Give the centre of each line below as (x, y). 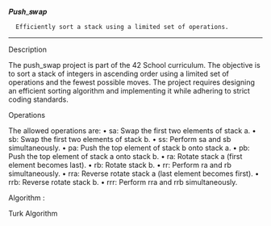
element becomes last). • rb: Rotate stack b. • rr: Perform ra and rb (120, 165)
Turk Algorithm (33, 213)
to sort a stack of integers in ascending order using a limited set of (119, 73)
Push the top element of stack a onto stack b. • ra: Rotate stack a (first (125, 156)
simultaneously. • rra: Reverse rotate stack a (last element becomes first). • (134, 174)
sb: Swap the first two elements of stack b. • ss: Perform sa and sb (120, 139)
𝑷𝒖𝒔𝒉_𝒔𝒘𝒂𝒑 (28, 12)
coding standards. (38, 99)
